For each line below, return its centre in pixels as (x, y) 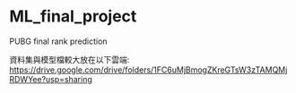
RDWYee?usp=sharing (51, 79)
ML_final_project (73, 17)
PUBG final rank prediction (58, 41)
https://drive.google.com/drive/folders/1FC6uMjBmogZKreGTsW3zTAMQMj (148, 70)
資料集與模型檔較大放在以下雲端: (70, 59)
